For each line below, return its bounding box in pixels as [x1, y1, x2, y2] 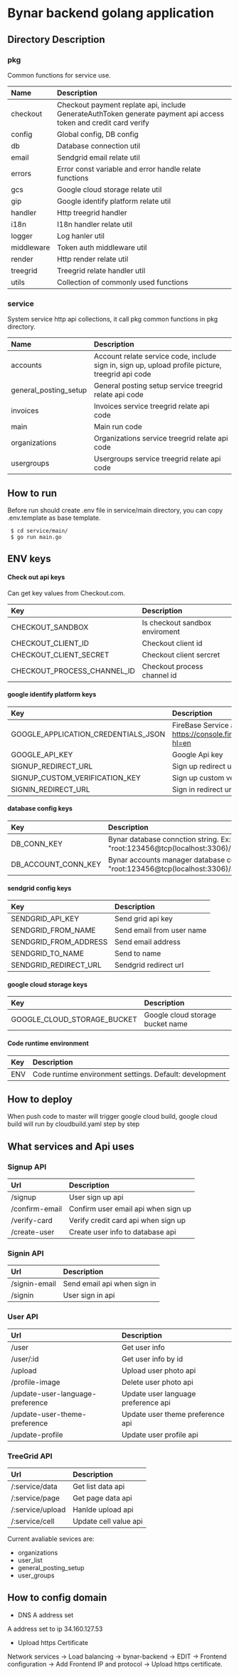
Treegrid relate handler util [56, 265, 146, 275]
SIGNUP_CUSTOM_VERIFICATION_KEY [11, 772, 141, 782]
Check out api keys [7, 573, 65, 581]
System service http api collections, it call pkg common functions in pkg [7, 315, 218, 324]
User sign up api [68, 1192, 124, 1202]
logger [11, 230, 33, 240]
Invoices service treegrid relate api [93, 401, 210, 411]
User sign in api [63, 1291, 115, 1301]
